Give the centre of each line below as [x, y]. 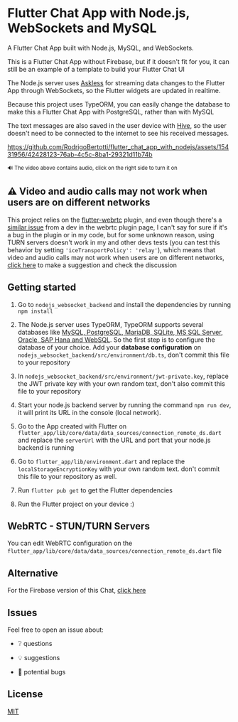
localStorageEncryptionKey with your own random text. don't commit [119, 469]
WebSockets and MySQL [82, 28]
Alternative [33, 573]
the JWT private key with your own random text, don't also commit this [121, 383]
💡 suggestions [39, 658]
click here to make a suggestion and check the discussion [92, 265]
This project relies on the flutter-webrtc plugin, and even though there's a [115, 220]
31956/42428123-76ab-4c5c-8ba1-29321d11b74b [80, 154]
